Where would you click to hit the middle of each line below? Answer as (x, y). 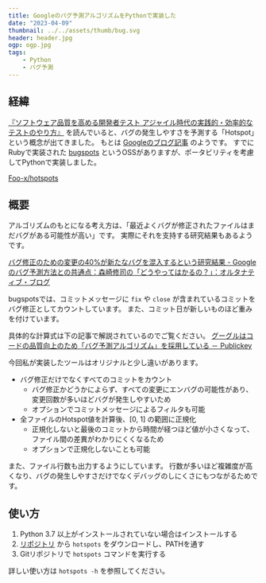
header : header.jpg (40, 38)
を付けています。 (36, 319)
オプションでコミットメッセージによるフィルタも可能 (118, 410)
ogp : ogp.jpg (30, 45)
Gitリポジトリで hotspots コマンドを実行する (93, 554)
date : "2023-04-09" (40, 23)
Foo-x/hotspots (33, 178)
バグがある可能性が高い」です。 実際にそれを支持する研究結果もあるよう (134, 235)
